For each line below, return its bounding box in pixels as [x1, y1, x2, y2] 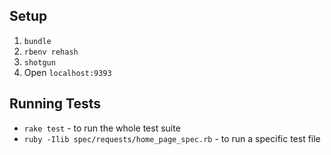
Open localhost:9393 [23, 66, 112, 78]
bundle [23, 36, 52, 46]
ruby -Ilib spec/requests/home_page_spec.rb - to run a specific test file [23, 132, 321, 144]
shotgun [23, 57, 56, 68]
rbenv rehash [23, 47, 79, 57]
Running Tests [9, 95, 101, 113]
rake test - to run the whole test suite [23, 122, 181, 134]
